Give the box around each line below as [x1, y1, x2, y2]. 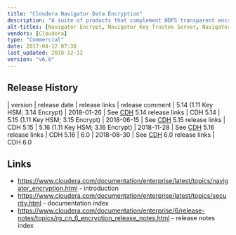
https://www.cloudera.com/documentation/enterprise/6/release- [17, 206, 205, 215]
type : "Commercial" [7, 36, 65, 43]
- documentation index [43, 199, 109, 208]
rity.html [17, 199, 42, 208]
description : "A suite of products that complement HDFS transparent [7, 17, 216, 24]
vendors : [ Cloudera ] [7, 29, 68, 37]
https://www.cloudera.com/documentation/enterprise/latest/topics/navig [17, 177, 228, 185]
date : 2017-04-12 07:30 [7, 43, 77, 50]
